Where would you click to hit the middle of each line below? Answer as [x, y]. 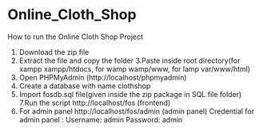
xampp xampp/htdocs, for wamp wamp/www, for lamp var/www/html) [135, 68]
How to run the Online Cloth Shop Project [76, 37]
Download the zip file [54, 52]
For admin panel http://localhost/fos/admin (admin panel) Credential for [137, 111]
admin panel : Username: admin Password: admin [101, 119]
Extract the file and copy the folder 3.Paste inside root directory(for [130, 60]
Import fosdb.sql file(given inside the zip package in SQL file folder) [130, 94]
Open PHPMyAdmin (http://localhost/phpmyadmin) [103, 77]
